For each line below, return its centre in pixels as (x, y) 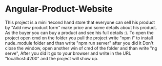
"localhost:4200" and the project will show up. (52, 58)
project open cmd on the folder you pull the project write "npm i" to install (79, 38)
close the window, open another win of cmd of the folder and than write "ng (81, 48)
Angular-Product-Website (59, 9)
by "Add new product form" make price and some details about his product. (81, 27)
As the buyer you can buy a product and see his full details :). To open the (79, 33)
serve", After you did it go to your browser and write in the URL (68, 53)
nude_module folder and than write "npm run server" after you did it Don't (79, 43)
